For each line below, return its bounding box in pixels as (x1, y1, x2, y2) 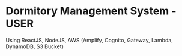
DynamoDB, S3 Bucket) (5, 43, 64, 50)
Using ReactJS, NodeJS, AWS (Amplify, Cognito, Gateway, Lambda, (5, 36, 174, 43)
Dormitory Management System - (5, 4, 177, 18)
